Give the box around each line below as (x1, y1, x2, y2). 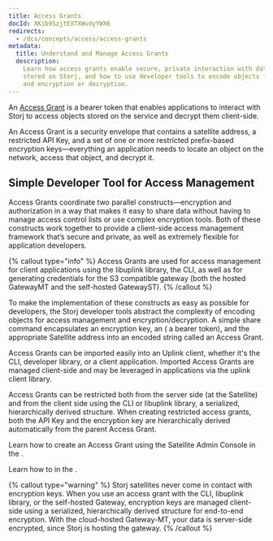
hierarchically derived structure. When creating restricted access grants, (8, 407, 252, 417)
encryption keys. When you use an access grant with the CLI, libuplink (8, 489, 244, 499)
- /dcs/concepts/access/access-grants (15, 34, 148, 43)
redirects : (8, 27, 45, 35)
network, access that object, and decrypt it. (8, 152, 154, 162)
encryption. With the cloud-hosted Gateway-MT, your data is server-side (8, 515, 253, 525)
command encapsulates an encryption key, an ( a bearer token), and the (8, 324, 250, 334)
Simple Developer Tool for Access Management (8, 175, 255, 189)
